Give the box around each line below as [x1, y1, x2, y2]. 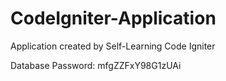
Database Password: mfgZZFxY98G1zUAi [10, 59, 182, 71]
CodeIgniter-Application [10, 7, 217, 30]
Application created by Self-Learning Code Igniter [10, 40, 216, 52]
